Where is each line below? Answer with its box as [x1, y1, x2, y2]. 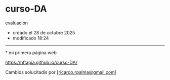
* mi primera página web [5, 49, 57, 56]
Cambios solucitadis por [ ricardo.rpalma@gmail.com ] [5, 69, 117, 75]
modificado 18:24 [12, 35, 49, 41]
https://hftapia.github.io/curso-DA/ [5, 59, 77, 65]
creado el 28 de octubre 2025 [12, 29, 75, 35]
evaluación [5, 20, 28, 26]
